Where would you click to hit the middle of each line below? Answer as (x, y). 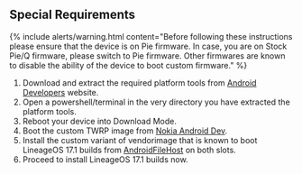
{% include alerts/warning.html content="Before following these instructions (151, 36)
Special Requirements (73, 15)
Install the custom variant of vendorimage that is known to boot (140, 140)
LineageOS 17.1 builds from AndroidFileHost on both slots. (129, 150)
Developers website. (60, 92)
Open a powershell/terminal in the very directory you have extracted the (156, 102)
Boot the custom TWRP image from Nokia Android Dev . (125, 131)
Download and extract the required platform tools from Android (139, 82)
